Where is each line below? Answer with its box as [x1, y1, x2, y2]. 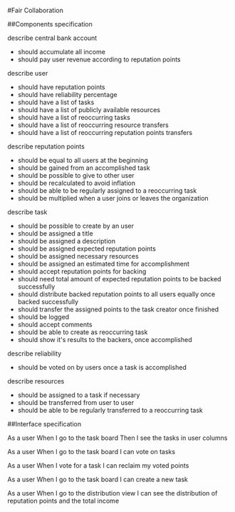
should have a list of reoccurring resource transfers [17, 121, 169, 129]
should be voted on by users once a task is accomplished [17, 363, 187, 371]
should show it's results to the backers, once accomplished [17, 336, 192, 343]
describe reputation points [7, 142, 85, 151]
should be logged [17, 313, 70, 321]
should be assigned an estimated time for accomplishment [17, 260, 190, 268]
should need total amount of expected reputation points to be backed [17, 275, 221, 283]
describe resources [7, 377, 65, 385]
